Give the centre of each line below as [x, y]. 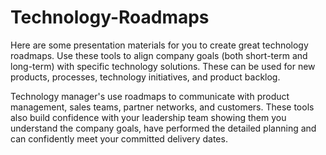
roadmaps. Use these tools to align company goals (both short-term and [159, 55]
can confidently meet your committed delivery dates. [119, 138]
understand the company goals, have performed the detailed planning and [163, 128]
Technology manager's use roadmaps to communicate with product [150, 96]
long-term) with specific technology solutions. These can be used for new [163, 66]
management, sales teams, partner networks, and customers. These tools [162, 107]
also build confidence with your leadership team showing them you [148, 117]
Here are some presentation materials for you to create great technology [159, 45]
